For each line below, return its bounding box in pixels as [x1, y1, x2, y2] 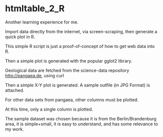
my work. [5, 126, 24, 132]
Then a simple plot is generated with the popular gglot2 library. [5, 58, 133, 64]
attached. [5, 87, 25, 93]
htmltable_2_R [5, 3, 65, 14]
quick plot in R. [5, 34, 35, 40]
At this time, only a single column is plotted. [5, 106, 93, 112]
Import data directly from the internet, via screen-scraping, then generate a [5, 28, 158, 34]
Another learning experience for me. [5, 19, 79, 25]
